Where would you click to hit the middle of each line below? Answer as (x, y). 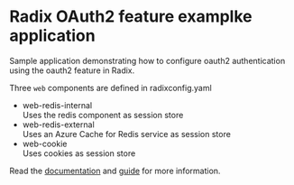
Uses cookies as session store (79, 153)
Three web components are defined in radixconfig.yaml (110, 88)
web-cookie (45, 143)
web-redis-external (58, 125)
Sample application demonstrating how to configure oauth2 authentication (147, 60)
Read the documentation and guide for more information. (115, 171)
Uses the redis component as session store (103, 115)
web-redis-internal (57, 105)
